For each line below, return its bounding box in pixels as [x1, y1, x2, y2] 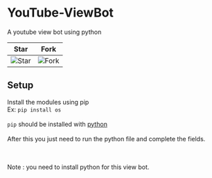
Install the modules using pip [7, 98, 89, 106]
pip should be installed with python [7, 120, 107, 128]
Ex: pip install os [7, 105, 62, 114]
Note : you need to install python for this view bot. [7, 163, 150, 171]
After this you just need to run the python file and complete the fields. [7, 134, 206, 143]
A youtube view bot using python [7, 28, 102, 36]
